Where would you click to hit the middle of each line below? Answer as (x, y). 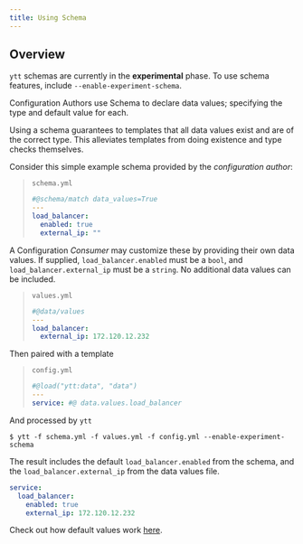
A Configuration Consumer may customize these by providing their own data (152, 250)
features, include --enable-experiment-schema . (96, 86)
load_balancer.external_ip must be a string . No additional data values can (150, 269)
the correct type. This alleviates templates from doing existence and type (146, 140)
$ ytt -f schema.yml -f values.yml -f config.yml (105, 436)
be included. (33, 279)
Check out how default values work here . (86, 530)
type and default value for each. (69, 113)
